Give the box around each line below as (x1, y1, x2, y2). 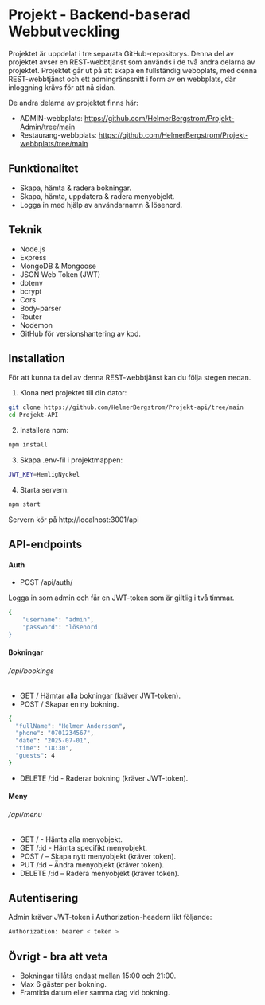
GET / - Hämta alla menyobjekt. (19, 834, 123, 844)
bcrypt (19, 286, 42, 296)
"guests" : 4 (15, 752, 56, 760)
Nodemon (19, 320, 53, 329)
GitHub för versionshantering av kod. (19, 329, 142, 338)
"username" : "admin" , (22, 616, 94, 624)
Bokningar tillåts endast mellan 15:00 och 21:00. (19, 971, 177, 980)
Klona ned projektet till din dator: (19, 388, 127, 398)
